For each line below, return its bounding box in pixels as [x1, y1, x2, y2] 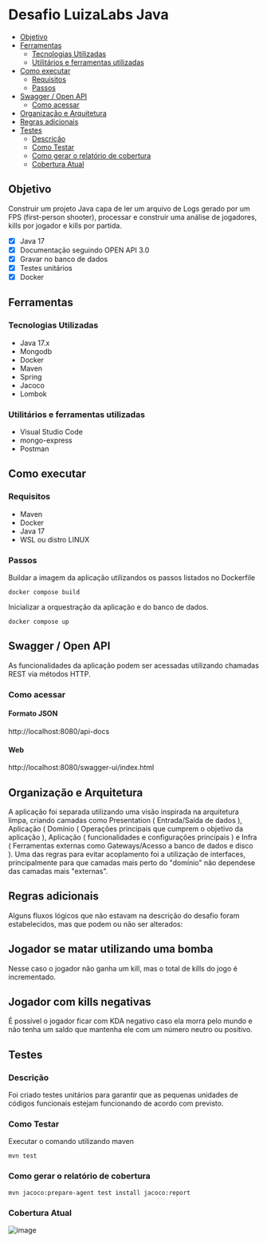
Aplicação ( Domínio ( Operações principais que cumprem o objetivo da [8, 824, 243, 833]
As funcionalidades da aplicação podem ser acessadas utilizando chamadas [8, 661, 259, 670]
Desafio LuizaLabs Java [8, 6, 169, 24]
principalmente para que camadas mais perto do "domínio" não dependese [8, 857, 256, 868]
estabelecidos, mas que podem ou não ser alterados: [8, 919, 183, 928]
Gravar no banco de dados [19, 254, 108, 264]
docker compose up [8, 618, 69, 626]
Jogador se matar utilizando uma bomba [8, 943, 214, 956]
